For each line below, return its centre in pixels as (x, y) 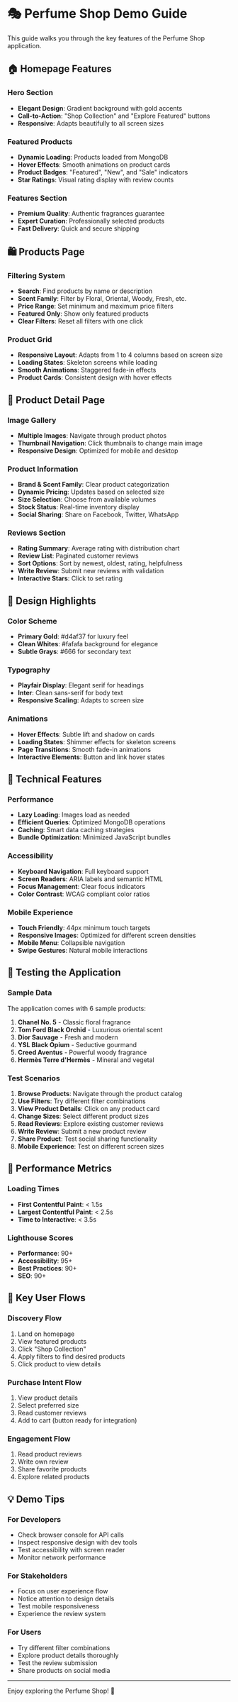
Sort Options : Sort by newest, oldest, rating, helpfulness (100, 563)
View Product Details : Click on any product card (89, 1109)
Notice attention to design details (66, 1599)
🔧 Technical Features (55, 779)
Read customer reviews (52, 1413)
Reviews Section (36, 533)
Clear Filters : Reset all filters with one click (80, 321)
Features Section (37, 198)
